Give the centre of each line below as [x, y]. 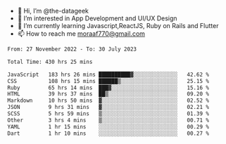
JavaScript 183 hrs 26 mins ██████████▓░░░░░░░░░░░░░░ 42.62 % [108, 74]
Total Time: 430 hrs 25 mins [50, 62]
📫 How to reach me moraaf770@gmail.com [81, 34]
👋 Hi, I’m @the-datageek [53, 11]
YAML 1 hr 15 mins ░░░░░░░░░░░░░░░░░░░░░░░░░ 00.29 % [108, 126]
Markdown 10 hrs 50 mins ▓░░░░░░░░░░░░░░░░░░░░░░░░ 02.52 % [108, 101]
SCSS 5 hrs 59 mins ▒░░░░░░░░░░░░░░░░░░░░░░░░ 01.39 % [108, 114]
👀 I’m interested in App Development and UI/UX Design [97, 18]
